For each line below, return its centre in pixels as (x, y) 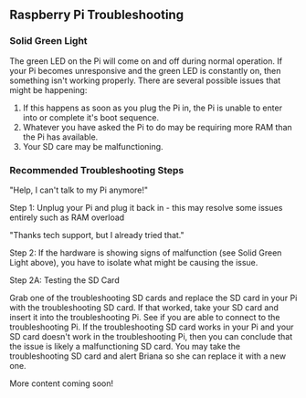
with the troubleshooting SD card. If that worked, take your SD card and (144, 307)
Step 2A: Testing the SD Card (65, 280)
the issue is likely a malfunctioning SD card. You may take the (125, 346)
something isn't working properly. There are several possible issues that (145, 80)
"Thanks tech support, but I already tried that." (97, 235)
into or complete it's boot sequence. (91, 117)
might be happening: (48, 89)
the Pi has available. (60, 137)
